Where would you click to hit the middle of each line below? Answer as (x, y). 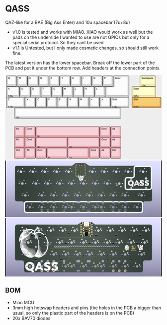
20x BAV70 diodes (31, 318)
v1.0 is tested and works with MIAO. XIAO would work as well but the (83, 32)
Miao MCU (23, 302)
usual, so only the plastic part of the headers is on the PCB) (73, 313)
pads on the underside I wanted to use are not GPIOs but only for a (81, 37)
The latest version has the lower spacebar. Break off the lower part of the (80, 63)
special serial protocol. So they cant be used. (59, 42)
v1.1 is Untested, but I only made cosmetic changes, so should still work (85, 48)
